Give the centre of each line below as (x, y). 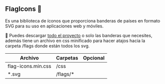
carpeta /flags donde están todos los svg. (48, 46)
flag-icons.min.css (30, 66)
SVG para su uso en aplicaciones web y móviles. (54, 26)
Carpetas (67, 58)
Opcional (94, 58)
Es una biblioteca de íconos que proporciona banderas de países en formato (83, 21)
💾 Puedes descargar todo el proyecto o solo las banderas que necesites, (79, 35)
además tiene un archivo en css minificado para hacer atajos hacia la (75, 41)
